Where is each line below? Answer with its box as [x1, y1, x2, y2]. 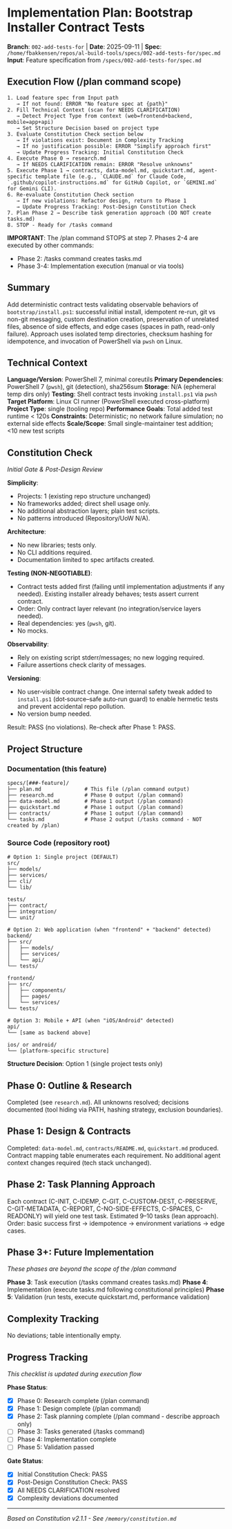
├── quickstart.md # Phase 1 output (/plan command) [7, 804, 184, 811]
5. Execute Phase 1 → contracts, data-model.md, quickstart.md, [7, 167, 196, 174]
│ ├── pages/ [7, 993, 51, 1000]
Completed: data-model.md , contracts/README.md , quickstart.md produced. [7, 1143, 219, 1152]
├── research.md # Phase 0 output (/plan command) [7, 791, 184, 799]
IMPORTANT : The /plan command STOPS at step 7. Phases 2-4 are [7, 233, 199, 242]
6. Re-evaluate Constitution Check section [7, 191, 135, 198]
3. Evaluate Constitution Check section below [7, 130, 144, 138]
